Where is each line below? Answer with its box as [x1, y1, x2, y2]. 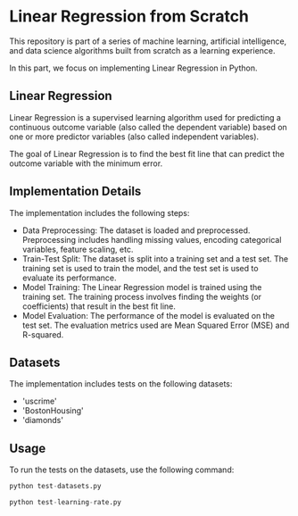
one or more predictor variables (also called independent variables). [9, 131, 260, 142]
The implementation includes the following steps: [9, 207, 190, 218]
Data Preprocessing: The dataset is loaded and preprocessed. [21, 225, 251, 236]
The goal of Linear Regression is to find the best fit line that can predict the [9, 148, 286, 159]
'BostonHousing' [21, 405, 84, 416]
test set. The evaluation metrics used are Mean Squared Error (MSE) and [21, 320, 290, 330]
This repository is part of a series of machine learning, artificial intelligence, [9, 36, 287, 46]
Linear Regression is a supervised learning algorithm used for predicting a [9, 112, 281, 122]
